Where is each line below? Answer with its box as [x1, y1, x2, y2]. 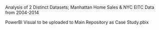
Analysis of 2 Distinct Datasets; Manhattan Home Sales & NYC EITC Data [5, 4, 155, 10]
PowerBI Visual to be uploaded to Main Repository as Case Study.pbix [5, 19, 149, 25]
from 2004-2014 [5, 9, 39, 15]
